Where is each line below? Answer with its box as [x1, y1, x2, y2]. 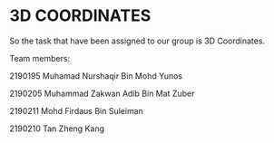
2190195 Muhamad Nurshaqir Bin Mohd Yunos [9, 70, 183, 81]
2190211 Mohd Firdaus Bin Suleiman [9, 105, 143, 116]
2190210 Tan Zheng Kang [9, 123, 104, 134]
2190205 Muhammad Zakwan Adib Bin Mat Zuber [9, 88, 195, 99]
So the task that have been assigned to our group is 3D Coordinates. [9, 35, 266, 46]
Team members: [9, 52, 71, 63]
